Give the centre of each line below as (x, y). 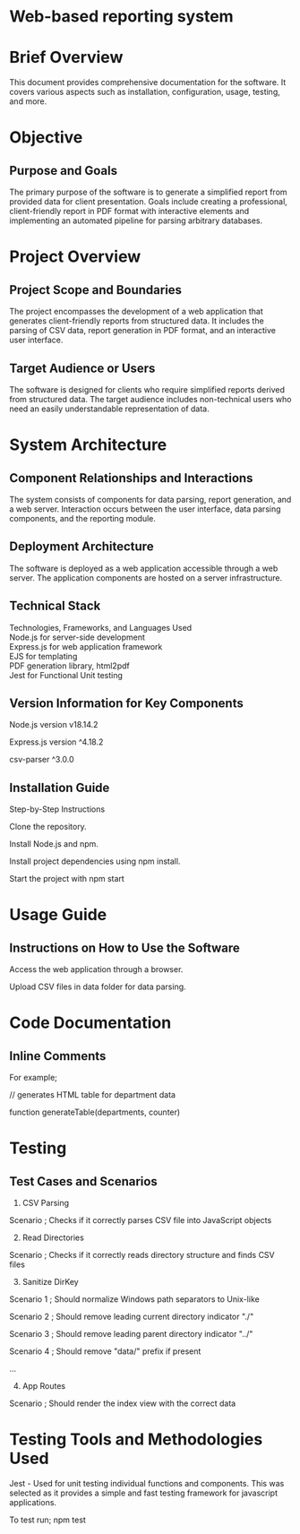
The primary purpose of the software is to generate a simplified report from (149, 192)
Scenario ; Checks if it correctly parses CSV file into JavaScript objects (141, 1220)
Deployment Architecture (81, 547)
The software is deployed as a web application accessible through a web (144, 568)
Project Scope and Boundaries (95, 290)
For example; (34, 1078)
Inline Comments (58, 1056)
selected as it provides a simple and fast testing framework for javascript (144, 1493)
